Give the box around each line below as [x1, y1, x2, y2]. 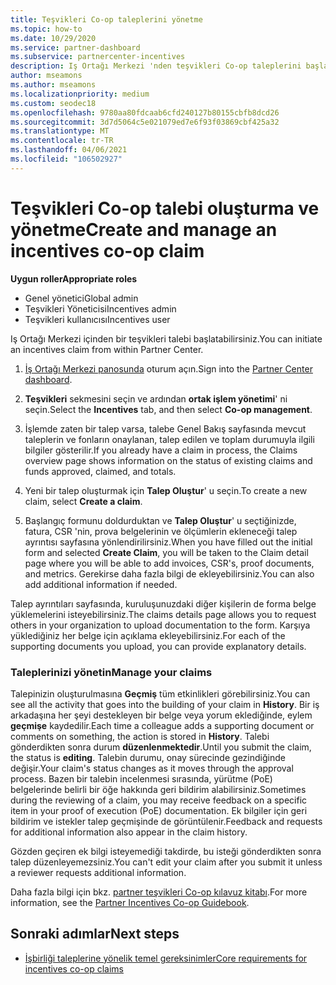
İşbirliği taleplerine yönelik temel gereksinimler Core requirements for [24, 952, 308, 964]
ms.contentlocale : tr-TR [10, 136, 114, 146]
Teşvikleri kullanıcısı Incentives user [24, 313, 171, 325]
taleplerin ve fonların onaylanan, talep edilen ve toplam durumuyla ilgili [24, 433, 315, 445]
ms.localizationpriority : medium [10, 89, 150, 99]
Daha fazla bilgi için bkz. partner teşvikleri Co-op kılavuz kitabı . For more [10, 886, 308, 898]
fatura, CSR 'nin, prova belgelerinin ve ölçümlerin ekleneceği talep [24, 525, 298, 537]
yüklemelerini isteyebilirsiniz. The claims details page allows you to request [10, 608, 317, 620]
